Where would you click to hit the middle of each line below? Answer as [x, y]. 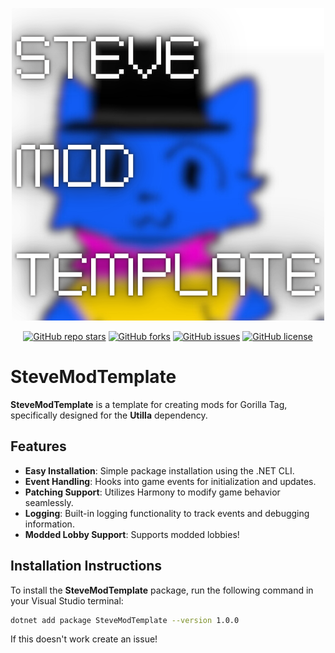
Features [38, 446]
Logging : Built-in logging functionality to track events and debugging [167, 513]
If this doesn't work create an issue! [84, 639]
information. [49, 524]
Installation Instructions [86, 566]
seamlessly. [49, 502]
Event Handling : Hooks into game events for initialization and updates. [170, 481]
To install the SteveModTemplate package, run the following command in [162, 590]
